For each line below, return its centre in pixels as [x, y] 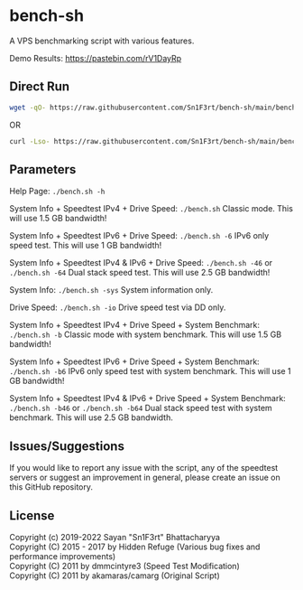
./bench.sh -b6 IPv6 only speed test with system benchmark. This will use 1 [150, 371]
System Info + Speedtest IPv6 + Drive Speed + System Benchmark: [134, 361]
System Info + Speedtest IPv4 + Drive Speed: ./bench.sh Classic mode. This [151, 209]
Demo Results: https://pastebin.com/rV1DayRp [96, 58]
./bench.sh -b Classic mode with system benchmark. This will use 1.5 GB [146, 334]
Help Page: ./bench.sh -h [57, 192]
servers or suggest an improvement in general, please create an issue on [145, 478]
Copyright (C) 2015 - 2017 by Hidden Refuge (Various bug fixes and [135, 547]
